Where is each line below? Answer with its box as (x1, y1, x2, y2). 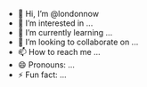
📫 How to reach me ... (17, 47, 101, 57)
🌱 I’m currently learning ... (17, 28, 113, 37)
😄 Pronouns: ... (17, 59, 76, 70)
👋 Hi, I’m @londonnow (17, 9, 100, 19)
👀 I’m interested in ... (17, 18, 94, 28)
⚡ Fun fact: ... (17, 69, 67, 80)
